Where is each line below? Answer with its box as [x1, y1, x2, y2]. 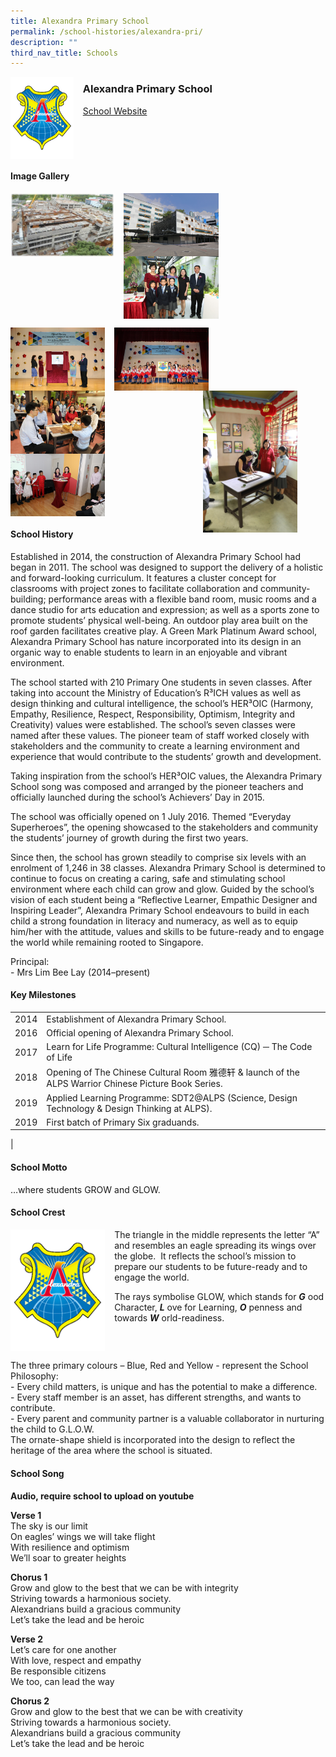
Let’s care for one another [10, 1643, 117, 1655]
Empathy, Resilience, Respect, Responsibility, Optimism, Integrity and [10, 708, 295, 720]
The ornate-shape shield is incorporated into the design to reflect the [10, 1434, 296, 1446]
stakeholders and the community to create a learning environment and [10, 740, 300, 752]
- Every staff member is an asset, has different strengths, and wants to [10, 1391, 302, 1404]
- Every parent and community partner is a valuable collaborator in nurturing [10, 1413, 325, 1425]
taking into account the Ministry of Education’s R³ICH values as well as [10, 686, 302, 699]
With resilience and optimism [10, 1541, 130, 1553]
